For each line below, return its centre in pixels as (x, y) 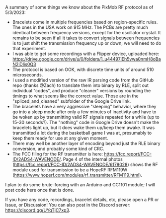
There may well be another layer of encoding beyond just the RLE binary (86, 143)
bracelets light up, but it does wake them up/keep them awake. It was (83, 128)
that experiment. (29, 48)
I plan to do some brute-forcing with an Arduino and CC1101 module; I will (80, 185)
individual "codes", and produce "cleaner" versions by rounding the (82, 91)
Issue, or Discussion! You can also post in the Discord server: (68, 205)
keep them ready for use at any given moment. (60, 138)
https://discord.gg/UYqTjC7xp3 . (38, 210)
